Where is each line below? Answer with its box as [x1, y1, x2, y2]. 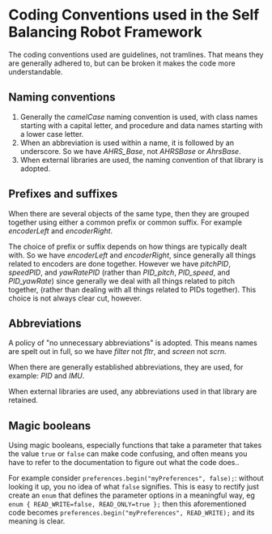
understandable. [8, 66, 63, 76]
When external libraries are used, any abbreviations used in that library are [8, 387, 257, 396]
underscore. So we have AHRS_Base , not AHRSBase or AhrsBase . [19, 146, 241, 156]
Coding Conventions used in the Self [8, 6, 260, 24]
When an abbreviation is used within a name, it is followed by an [19, 138, 235, 147]
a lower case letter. [19, 129, 84, 139]
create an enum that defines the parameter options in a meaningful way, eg [8, 490, 255, 500]
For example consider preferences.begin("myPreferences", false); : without [8, 473, 264, 483]
